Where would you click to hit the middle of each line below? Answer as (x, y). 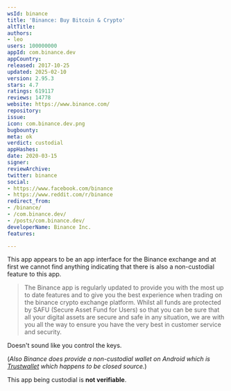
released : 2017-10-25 (38, 65)
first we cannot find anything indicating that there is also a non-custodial (111, 267)
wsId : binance (28, 14)
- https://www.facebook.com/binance (60, 189)
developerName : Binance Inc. (49, 227)
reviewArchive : (29, 169)
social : (18, 182)
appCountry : (24, 59)
